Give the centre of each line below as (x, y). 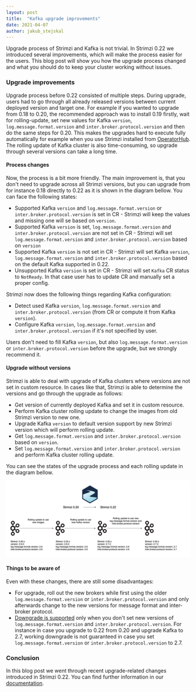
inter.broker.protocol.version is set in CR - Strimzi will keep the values (102, 214)
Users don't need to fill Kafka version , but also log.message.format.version (97, 342)
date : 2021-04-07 (27, 25)
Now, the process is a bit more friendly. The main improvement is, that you (96, 178)
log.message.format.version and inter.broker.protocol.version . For (98, 624)
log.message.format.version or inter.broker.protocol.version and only (102, 599)
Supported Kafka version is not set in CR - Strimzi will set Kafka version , (102, 251)
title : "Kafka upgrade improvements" (53, 19)
